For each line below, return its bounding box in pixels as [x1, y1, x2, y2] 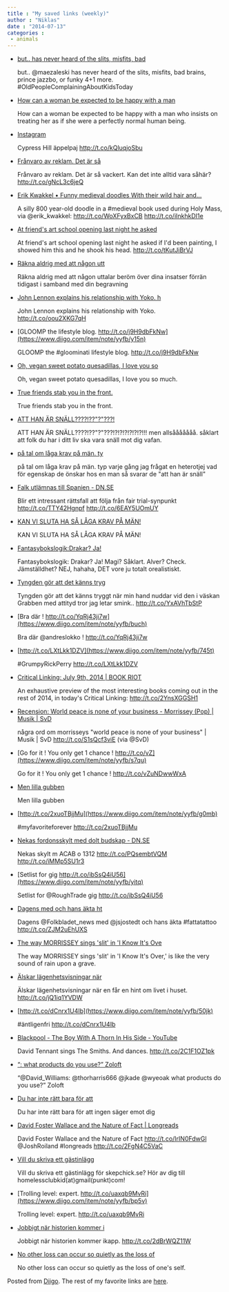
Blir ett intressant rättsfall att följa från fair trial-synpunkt [17, 496, 177, 505]
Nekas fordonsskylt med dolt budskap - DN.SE [17, 836, 150, 845]
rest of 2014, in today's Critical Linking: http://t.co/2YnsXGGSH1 [17, 694, 199, 702]
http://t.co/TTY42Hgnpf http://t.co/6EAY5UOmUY [17, 504, 159, 512]
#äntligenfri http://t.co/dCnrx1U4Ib [17, 1020, 116, 1029]
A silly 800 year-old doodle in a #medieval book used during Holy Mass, [17, 204, 223, 213]
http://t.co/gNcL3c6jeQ [17, 177, 84, 186]
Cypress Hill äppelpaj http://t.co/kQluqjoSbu [17, 144, 143, 152]
